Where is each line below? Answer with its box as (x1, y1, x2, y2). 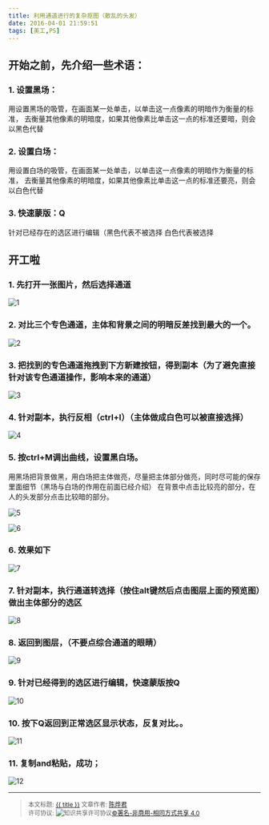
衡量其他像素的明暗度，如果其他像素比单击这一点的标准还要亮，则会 (30, 175, 256, 185)
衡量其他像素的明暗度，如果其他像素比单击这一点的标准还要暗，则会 (30, 114, 256, 124)
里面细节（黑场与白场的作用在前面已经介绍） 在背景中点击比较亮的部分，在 (8, 481, 256, 491)
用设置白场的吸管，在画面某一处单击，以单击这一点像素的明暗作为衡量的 (8, 166, 247, 175)
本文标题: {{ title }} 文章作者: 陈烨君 (27, 800, 127, 809)
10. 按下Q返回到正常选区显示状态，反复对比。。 (8, 718, 188, 729)
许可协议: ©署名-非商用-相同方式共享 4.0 (27, 809, 200, 818)
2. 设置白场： (8, 146, 59, 157)
